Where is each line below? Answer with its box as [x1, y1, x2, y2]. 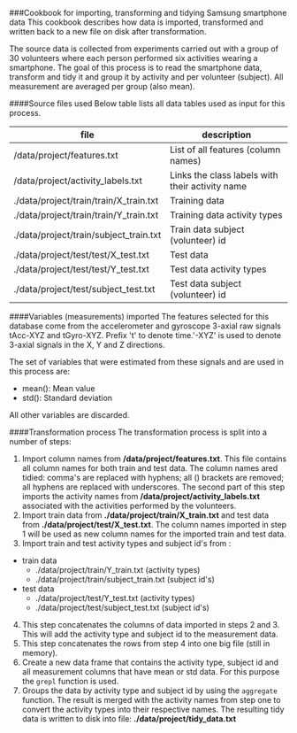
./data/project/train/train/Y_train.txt [13, 209, 159, 220]
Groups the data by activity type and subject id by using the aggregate [21, 685, 278, 696]
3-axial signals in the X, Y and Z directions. [9, 340, 165, 350]
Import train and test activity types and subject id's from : [21, 538, 232, 548]
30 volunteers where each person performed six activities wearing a [9, 53, 258, 63]
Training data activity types [169, 209, 283, 220]
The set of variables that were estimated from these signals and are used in [9, 357, 285, 366]
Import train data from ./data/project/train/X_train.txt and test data [21, 510, 270, 521]
